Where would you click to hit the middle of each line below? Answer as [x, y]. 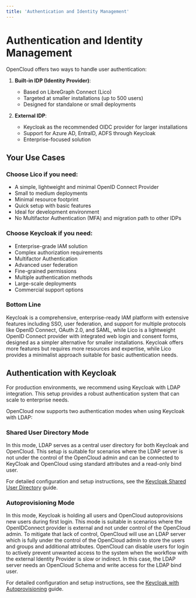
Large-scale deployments [45, 283]
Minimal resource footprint [47, 200]
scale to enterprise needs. [37, 400]
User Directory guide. [32, 487]
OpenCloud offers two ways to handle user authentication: [77, 69]
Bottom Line [23, 305]
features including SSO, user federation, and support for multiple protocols [96, 324]
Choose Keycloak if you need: [49, 233]
